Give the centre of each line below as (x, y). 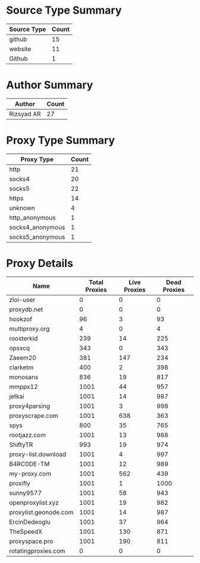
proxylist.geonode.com (41, 512)
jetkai (17, 396)
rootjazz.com (27, 435)
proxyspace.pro (31, 541)
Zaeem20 (23, 357)
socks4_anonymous (37, 227)
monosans (24, 377)
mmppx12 (24, 386)
